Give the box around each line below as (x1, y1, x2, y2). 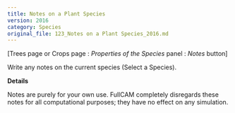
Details (7, 77, 29, 85)
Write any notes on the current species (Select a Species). (7, 63, 177, 71)
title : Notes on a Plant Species (7, 10, 106, 18)
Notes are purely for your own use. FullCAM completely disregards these (7, 90, 219, 99)
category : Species (7, 23, 61, 30)
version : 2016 (7, 17, 49, 24)
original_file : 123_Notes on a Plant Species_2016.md (7, 30, 169, 37)
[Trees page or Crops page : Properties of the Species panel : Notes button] (7, 49, 228, 58)
